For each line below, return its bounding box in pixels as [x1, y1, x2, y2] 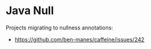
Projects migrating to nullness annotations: [6, 24, 114, 31]
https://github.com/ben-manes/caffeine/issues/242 [14, 36, 145, 43]
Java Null [6, 4, 54, 18]
